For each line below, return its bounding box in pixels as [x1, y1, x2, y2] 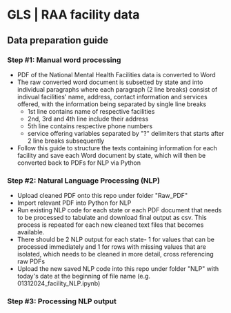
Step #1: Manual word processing [7, 55, 121, 65]
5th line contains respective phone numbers [27, 121, 153, 130]
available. [17, 228, 45, 236]
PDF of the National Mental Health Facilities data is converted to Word [17, 70, 216, 79]
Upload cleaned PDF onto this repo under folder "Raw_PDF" [17, 192, 188, 200]
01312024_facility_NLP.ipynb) [17, 279, 101, 287]
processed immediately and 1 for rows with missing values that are [17, 243, 207, 251]
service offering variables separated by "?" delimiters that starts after [27, 129, 225, 137]
